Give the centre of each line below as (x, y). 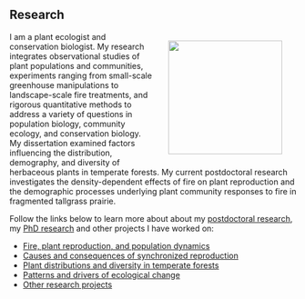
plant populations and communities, (76, 65)
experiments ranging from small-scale (81, 75)
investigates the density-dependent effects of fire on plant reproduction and (152, 182)
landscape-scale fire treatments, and (79, 95)
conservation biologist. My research (77, 46)
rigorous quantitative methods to (71, 105)
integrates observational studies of (75, 56)
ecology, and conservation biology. (75, 133)
